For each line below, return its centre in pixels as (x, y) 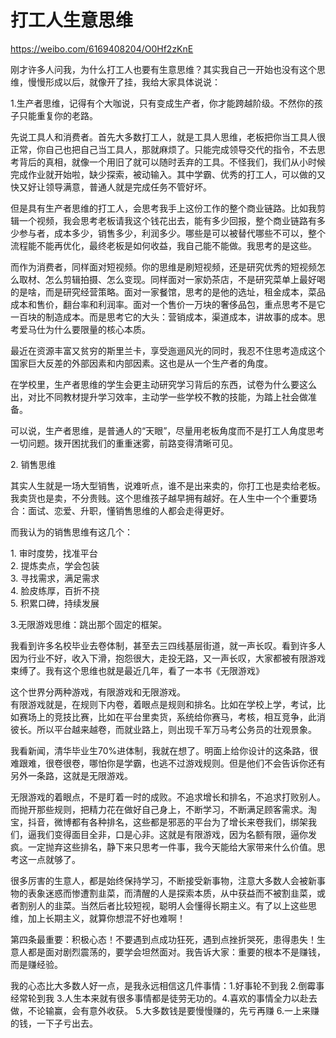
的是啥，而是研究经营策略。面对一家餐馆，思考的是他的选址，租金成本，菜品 (168, 292)
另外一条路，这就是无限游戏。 (71, 775)
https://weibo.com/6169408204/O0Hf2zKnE (102, 48)
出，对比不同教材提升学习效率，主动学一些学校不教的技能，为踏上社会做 (159, 397)
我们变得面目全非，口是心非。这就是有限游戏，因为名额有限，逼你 (172, 834)
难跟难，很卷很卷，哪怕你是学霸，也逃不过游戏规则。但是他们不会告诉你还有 (168, 763)
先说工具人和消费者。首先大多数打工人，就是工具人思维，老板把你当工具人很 (168, 137)
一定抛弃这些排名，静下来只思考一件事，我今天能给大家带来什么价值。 (172, 847)
